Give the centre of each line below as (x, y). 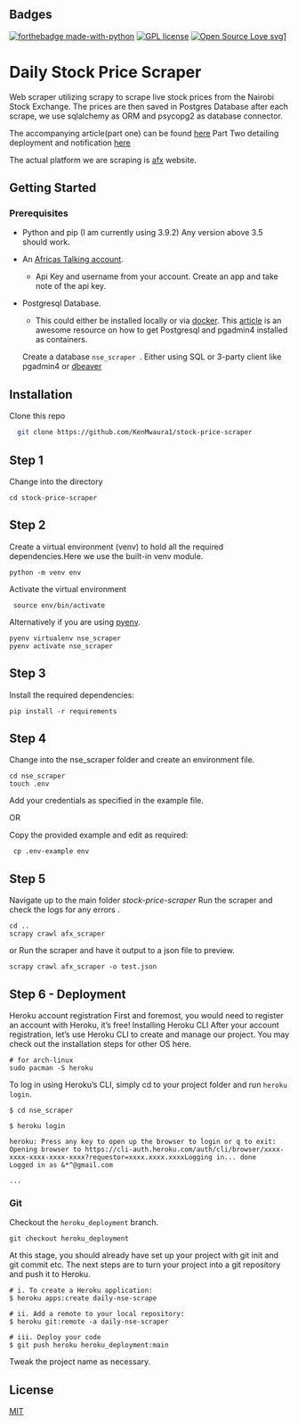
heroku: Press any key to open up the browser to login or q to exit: (143, 1141)
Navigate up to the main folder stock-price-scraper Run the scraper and (141, 901)
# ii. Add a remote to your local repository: (97, 1314)
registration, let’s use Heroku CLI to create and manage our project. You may (149, 1034)
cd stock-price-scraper (53, 498)
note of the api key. (71, 286)
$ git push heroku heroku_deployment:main (89, 1346)
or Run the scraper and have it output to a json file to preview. (122, 951)
